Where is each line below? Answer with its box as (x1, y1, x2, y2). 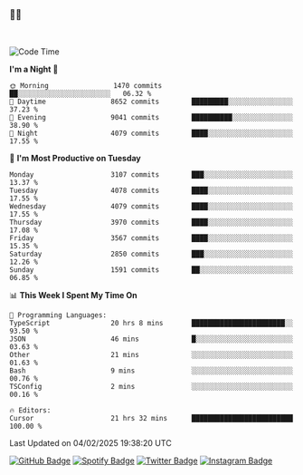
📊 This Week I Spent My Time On (9, 290, 137, 301)
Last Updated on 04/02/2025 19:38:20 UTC (9, 438, 172, 449)
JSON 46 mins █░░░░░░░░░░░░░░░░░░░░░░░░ (9, 334, 294, 344)
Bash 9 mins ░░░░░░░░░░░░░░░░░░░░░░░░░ (9, 366, 294, 375)
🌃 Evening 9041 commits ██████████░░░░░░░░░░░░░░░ (9, 113, 294, 122)
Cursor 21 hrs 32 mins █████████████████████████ (9, 414, 294, 423)
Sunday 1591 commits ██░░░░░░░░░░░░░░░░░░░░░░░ (9, 266, 294, 275)
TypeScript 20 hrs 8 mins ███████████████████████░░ (9, 319, 294, 328)
